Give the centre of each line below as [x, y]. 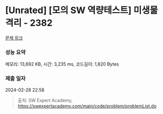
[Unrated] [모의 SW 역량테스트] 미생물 [82, 10]
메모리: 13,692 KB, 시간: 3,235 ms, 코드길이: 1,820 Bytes [62, 64]
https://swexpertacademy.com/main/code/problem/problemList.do [87, 106]
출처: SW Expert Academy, [45, 100]
